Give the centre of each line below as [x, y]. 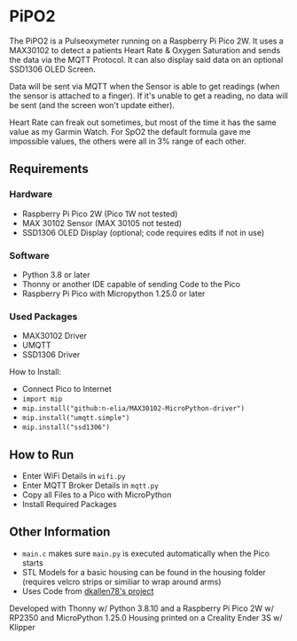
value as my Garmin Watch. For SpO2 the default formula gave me [130, 131]
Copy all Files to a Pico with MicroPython [97, 495]
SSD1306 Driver [51, 355]
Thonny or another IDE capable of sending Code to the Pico [131, 284]
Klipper [22, 627]
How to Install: [35, 372]
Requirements [49, 169]
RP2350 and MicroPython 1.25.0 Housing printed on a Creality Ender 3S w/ [146, 617]
